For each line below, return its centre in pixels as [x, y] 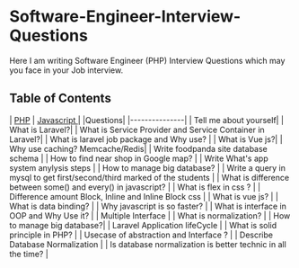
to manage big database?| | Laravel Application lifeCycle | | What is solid [143, 225]
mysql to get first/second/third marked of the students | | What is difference [149, 177]
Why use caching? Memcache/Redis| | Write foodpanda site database [138, 148]
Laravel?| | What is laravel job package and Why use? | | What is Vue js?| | [146, 139]
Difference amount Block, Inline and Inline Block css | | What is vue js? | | [144, 196]
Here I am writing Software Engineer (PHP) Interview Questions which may [147, 60]
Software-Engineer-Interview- [125, 17]
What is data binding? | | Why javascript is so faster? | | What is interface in [148, 206]
